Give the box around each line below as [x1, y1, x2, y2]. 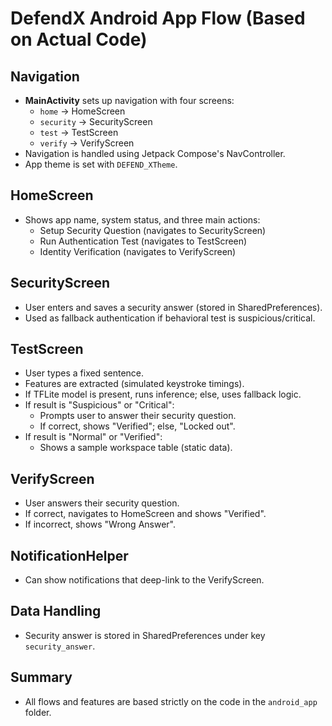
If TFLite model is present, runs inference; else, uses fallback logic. [24, 388, 302, 401]
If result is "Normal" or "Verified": [24, 431, 163, 443]
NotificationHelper [10, 547, 129, 564]
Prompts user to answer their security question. [39, 410, 237, 422]
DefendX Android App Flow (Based [10, 7, 306, 30]
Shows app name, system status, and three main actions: [24, 213, 261, 226]
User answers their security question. [24, 497, 180, 509]
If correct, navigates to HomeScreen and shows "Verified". [24, 508, 267, 520]
